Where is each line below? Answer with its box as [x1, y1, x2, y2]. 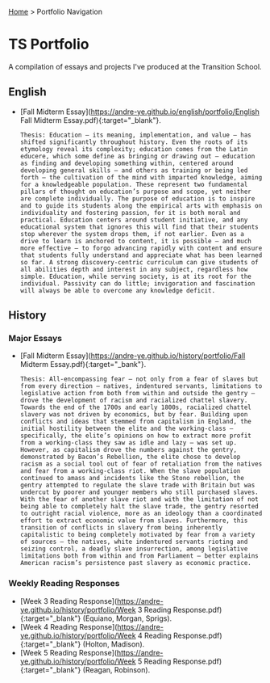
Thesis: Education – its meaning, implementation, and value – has [19, 131, 251, 139]
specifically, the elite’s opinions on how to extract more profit [19, 432, 251, 440]
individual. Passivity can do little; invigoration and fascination [19, 279, 255, 288]
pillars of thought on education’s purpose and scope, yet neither [19, 188, 251, 196]
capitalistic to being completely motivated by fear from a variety [19, 531, 255, 539]
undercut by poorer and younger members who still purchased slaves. [19, 488, 260, 496]
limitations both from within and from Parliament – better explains [19, 552, 260, 560]
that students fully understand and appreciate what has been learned [19, 251, 263, 259]
